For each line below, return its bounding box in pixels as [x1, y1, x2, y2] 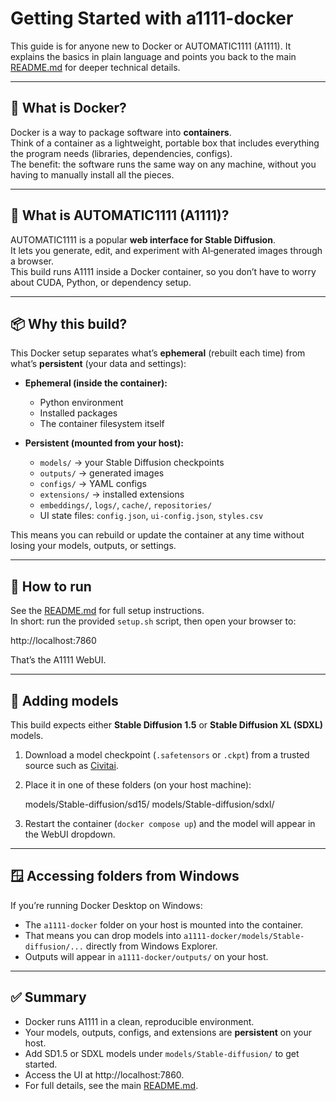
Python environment [39, 397, 124, 409]
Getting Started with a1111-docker [10, 7, 294, 30]
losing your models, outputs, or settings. [10, 540, 177, 552]
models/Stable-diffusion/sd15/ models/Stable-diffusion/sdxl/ [24, 798, 275, 810]
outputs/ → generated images [39, 467, 165, 479]
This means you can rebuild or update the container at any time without [10, 529, 305, 541]
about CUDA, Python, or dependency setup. [10, 276, 192, 288]
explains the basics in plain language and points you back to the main [10, 50, 297, 62]
